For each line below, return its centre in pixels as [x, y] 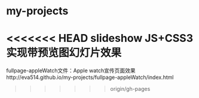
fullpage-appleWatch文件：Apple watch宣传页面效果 [71, 71]
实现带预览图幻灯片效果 [64, 53]
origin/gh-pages [130, 89]
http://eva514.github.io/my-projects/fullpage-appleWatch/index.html [90, 77]
